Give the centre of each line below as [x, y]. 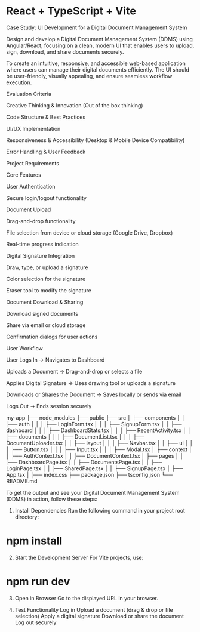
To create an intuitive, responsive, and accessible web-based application [96, 63]
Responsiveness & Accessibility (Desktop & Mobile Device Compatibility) [96, 140]
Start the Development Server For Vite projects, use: [79, 557]
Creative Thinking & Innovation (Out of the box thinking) [75, 105]
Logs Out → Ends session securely [49, 406]
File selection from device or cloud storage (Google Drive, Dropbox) [90, 232]
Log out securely [36, 622]
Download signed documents [42, 313]
